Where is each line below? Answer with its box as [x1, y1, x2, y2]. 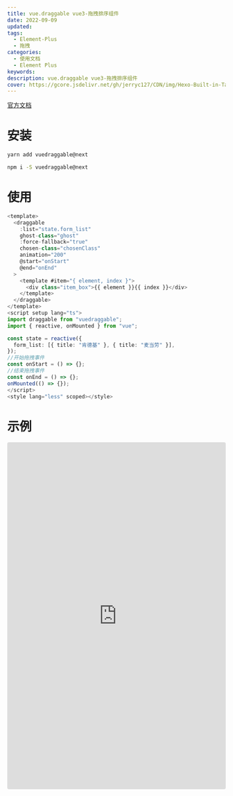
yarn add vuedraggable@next [7, 151, 89, 158]
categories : [7, 49, 42, 56]
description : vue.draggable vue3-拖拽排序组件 [7, 74, 138, 82]
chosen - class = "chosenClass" [19, 245, 101, 252]
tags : [7, 29, 23, 37]
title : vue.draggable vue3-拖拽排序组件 [7, 10, 119, 17]
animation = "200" [19, 251, 67, 259]
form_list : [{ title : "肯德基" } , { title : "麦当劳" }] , [13, 341, 175, 348]
